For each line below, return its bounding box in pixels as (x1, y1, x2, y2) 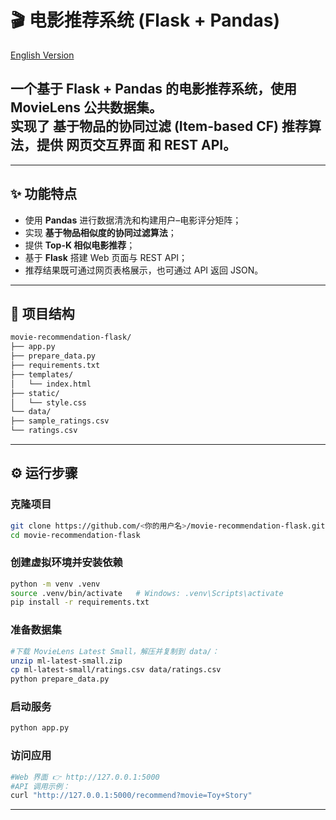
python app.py (10, 723, 70, 733)
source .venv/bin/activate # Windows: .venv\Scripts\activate (10, 588, 284, 598)
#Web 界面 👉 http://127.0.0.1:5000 (10, 772, 160, 782)
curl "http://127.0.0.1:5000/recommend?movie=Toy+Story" (10, 791, 253, 801)
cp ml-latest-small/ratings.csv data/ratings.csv (10, 665, 222, 675)
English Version (10, 49, 75, 61)
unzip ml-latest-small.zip (10, 656, 123, 666)
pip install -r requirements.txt (10, 597, 150, 608)
